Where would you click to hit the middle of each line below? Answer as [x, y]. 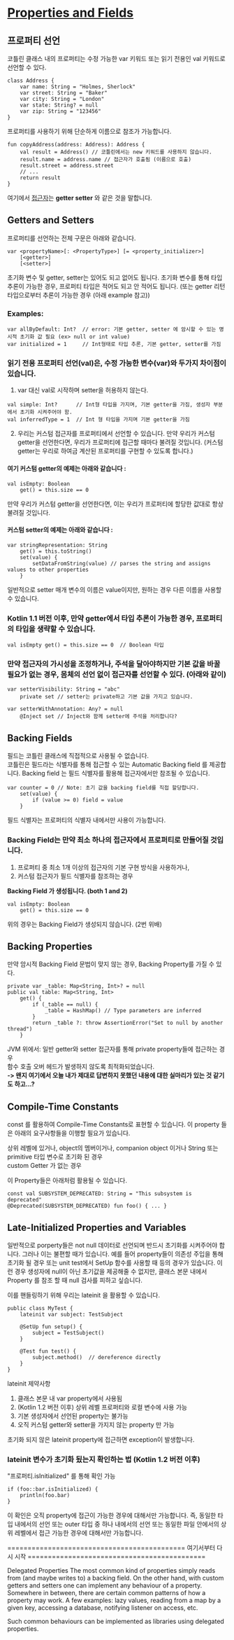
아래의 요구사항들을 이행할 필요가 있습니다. [72, 1133]
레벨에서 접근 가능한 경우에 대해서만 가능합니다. [79, 1533]
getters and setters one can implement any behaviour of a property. [105, 1585]
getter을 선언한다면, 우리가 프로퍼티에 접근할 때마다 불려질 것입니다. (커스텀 [120, 442]
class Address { [31, 81]
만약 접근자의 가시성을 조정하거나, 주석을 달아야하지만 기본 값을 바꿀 [114, 664]
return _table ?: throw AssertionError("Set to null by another [128, 1023]
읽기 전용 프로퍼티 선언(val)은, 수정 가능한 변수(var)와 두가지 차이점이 [117, 364]
